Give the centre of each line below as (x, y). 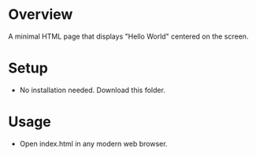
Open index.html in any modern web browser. (93, 143)
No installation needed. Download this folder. (92, 90)
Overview (41, 15)
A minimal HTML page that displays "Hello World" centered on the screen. (128, 36)
